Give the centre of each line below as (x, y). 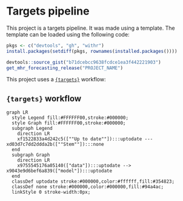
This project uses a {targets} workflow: (56, 80)
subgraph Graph (31, 155)
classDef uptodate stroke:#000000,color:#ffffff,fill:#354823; (93, 182)
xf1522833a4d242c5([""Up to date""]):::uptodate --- (85, 139)
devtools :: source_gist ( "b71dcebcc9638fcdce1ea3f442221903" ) (84, 62)
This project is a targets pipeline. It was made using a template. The (91, 28)
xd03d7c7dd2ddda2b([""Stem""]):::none (55, 145)
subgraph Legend (32, 129)
